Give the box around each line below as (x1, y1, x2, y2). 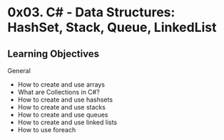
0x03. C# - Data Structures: (7, 4, 175, 21)
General (7, 67, 31, 75)
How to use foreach (17, 126, 76, 134)
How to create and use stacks (17, 103, 106, 111)
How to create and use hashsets (17, 95, 113, 104)
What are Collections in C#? (17, 88, 100, 96)
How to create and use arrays (17, 80, 106, 89)
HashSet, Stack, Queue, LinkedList (7, 19, 217, 36)
